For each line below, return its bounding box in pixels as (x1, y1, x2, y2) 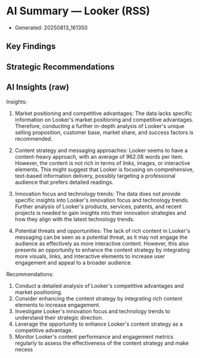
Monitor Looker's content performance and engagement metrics (14, 333, 174, 340)
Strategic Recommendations (6, 62, 115, 72)
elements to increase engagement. (14, 301, 101, 308)
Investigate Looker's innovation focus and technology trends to (14, 307, 170, 315)
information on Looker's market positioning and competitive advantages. (14, 116, 194, 123)
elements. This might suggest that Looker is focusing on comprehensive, (14, 166, 194, 173)
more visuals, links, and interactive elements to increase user (14, 253, 165, 260)
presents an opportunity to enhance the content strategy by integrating (14, 246, 190, 253)
